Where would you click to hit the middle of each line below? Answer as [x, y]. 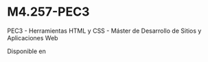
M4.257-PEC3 [48, 12]
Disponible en [27, 51]
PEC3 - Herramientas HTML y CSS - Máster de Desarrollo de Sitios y [104, 31]
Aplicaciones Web [33, 37]
